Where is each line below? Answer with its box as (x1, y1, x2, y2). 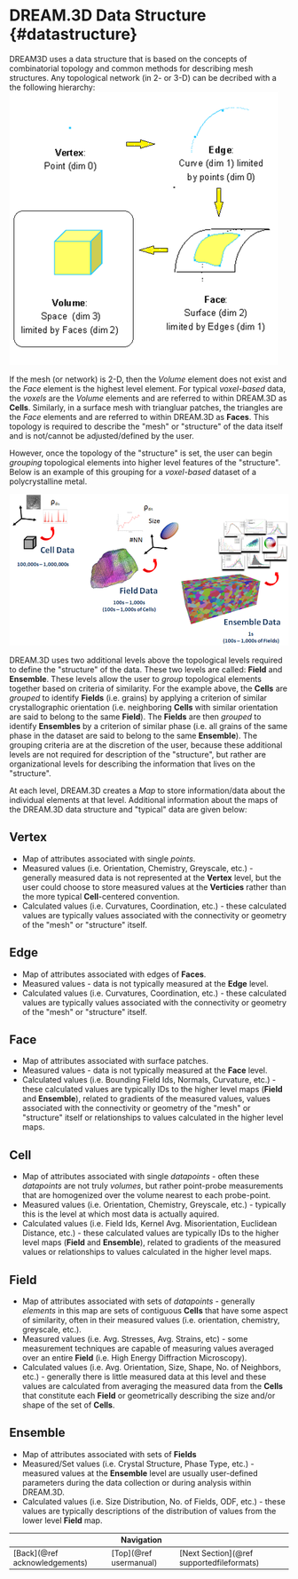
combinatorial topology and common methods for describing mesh (9, 63, 254, 74)
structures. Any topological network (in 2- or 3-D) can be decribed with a (9, 72, 277, 83)
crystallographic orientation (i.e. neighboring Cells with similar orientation (9, 702, 278, 712)
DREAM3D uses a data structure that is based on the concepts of (9, 53, 247, 64)
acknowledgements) (12, 1557, 89, 1567)
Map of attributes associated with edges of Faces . (21, 969, 207, 980)
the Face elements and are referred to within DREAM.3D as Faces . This (9, 411, 270, 422)
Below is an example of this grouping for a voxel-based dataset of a (9, 466, 257, 477)
